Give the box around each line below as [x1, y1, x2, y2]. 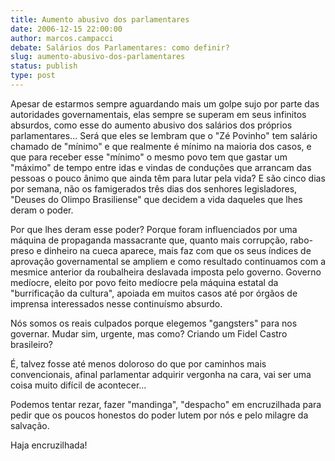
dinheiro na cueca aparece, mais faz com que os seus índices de [43, 244, 312, 256]
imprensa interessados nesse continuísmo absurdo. [10, 297, 223, 310]
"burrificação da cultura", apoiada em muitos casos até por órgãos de [10, 287, 298, 299]
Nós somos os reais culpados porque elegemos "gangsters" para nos [10, 317, 298, 329]
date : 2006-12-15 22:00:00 [10, 24, 123, 34]
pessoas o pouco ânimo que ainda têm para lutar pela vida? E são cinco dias [10, 172, 326, 184]
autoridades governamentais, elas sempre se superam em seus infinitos [10, 108, 307, 120]
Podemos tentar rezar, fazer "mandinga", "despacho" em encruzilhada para [10, 398, 322, 410]
